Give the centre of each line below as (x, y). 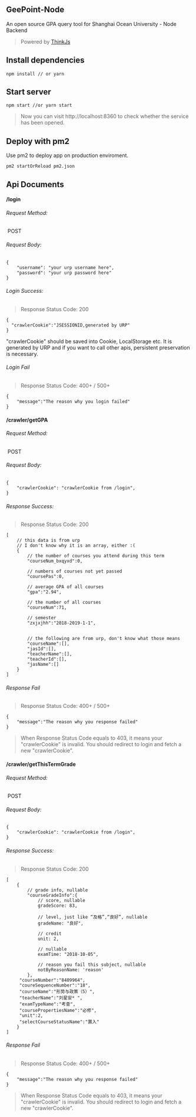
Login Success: (25, 291)
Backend (17, 30)
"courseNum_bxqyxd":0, (55, 561)
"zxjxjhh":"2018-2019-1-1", (62, 623)
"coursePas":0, (46, 577)
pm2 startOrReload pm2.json (41, 166)
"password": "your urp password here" (64, 273)
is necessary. (22, 354)
